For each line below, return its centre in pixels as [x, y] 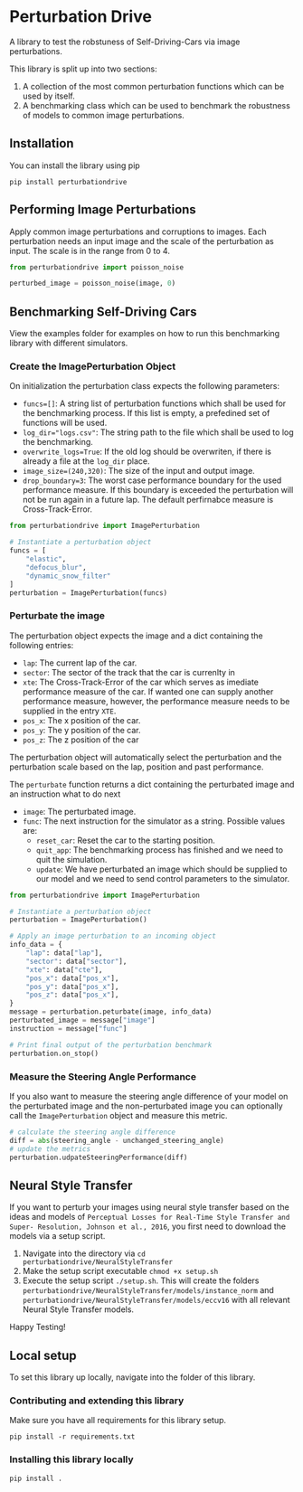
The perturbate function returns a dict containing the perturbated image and [152, 784]
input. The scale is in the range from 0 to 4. [90, 250]
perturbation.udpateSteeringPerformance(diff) [99, 1157]
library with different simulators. [69, 343]
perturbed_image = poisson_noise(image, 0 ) [93, 283]
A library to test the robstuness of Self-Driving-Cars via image [125, 42]
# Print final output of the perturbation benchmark [111, 1045]
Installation [42, 143]
